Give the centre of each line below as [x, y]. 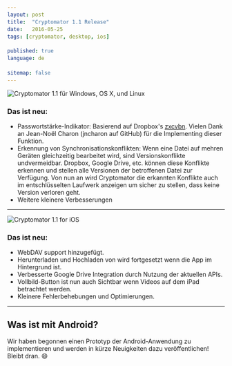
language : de [26, 59]
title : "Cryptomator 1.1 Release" [58, 22]
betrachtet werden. [45, 289]
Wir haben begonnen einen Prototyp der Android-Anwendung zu [99, 341]
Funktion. [30, 141]
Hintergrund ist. [39, 267]
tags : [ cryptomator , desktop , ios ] [58, 37]
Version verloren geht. [49, 192]
